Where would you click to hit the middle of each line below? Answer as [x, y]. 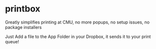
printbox [23, 9]
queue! [12, 41]
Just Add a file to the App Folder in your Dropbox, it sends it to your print [78, 37]
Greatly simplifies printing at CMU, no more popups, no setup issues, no [77, 22]
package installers [23, 27]
